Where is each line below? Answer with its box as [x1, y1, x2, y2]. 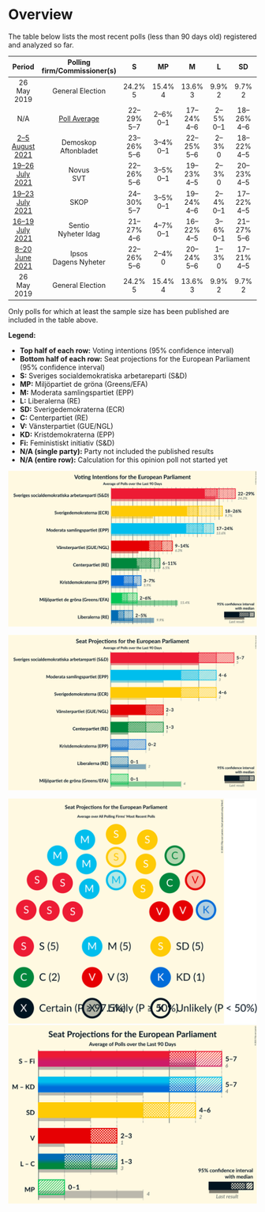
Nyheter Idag [58, 229, 101, 239]
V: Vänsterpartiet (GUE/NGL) [19, 421, 114, 430]
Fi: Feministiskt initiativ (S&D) [19, 437, 115, 448]
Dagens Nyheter [52, 257, 106, 267]
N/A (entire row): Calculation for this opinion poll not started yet [19, 455, 228, 464]
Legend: [8, 330, 36, 339]
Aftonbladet [60, 146, 99, 155]
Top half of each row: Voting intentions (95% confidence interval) [19, 346, 234, 355]
